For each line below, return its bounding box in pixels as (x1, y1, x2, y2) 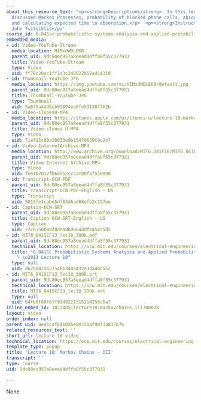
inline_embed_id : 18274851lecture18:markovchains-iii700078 (6, 305, 160, 311)
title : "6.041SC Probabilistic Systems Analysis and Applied (11, 249, 167, 255)
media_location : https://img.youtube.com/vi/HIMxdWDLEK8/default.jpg (11, 82, 188, 88)
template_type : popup (6, 344, 60, 350)
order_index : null (6, 316, 52, 322)
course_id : (6, 31, 33, 37)
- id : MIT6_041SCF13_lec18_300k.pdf (6, 232, 98, 238)
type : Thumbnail (11, 98, 52, 104)
